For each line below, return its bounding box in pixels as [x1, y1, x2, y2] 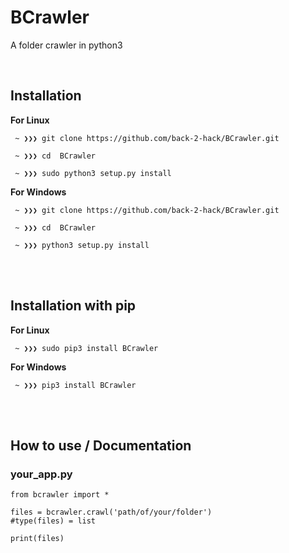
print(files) [10, 534, 65, 544]
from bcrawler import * [10, 490, 110, 500]
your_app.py [10, 467, 73, 481]
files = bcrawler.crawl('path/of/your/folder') [10, 507, 213, 518]
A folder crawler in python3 [10, 39, 123, 51]
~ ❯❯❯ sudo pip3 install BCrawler [14, 343, 159, 353]
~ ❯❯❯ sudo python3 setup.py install [14, 168, 172, 178]
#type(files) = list [10, 516, 97, 526]
